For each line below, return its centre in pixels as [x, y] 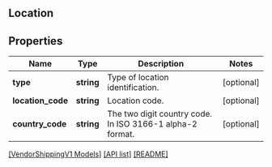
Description [161, 64]
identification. [133, 88]
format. [121, 135]
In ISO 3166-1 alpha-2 [152, 124]
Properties [36, 41]
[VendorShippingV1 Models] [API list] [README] [88, 154]
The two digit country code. [160, 114]
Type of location [138, 78]
